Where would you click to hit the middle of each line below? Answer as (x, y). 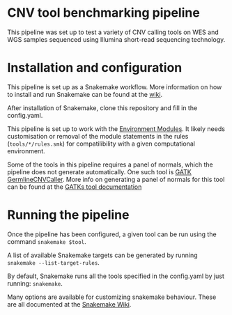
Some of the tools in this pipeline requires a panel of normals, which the (110, 164)
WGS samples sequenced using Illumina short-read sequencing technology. (116, 39)
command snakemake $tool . (47, 241)
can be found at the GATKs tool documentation (75, 187)
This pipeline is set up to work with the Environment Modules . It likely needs (116, 129)
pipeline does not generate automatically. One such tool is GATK (99, 171)
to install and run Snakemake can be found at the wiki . (85, 94)
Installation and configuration (95, 68)
